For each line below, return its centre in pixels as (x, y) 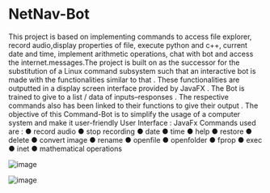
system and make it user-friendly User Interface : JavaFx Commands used (132, 122)
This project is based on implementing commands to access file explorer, (130, 36)
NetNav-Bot (49, 14)
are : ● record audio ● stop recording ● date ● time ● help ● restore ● (131, 131)
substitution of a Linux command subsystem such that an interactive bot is (132, 71)
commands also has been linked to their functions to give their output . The (133, 105)
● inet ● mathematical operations (65, 148)
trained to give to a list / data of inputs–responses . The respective (118, 96)
